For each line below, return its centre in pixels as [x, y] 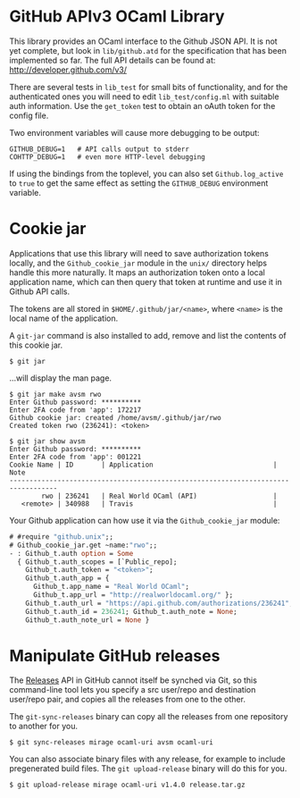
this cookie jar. [36, 345]
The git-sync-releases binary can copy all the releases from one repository [149, 717]
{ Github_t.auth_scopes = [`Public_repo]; [97, 562]
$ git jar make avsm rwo [55, 394]
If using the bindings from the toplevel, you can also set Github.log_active [146, 173]
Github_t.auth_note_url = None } [87, 620]
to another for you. [44, 727]
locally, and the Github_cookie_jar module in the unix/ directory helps [138, 263]
